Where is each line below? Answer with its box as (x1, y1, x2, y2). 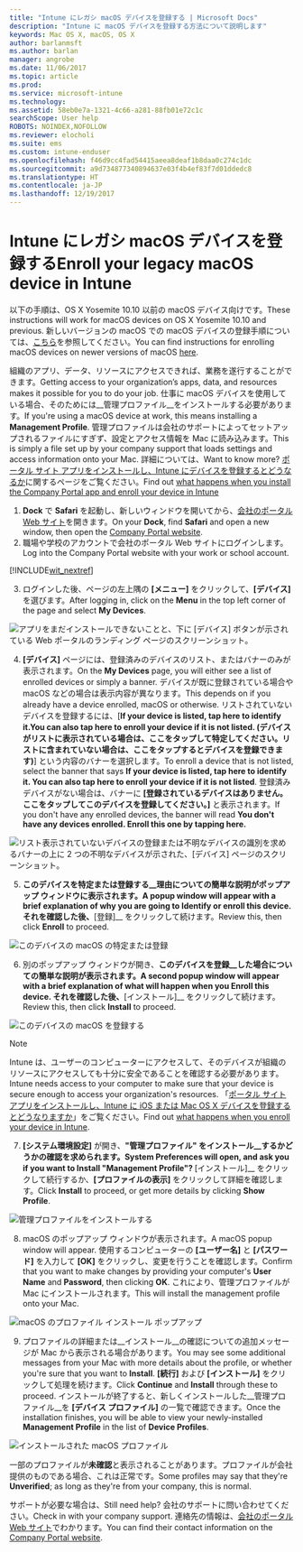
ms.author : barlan (9, 47, 78, 56)
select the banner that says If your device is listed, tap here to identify (22, 765, 287, 776)
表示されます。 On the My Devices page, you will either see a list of (22, 665, 272, 676)
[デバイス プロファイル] (71, 1401, 159, 1412)
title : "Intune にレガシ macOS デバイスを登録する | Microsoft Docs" (9, 13, 259, 23)
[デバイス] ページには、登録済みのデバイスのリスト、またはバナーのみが (22, 653, 291, 664)
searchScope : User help (9, 114, 99, 123)
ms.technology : (9, 97, 67, 106)
